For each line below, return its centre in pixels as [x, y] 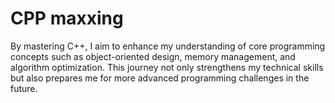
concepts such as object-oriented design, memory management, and [153, 56]
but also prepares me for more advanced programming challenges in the [160, 78]
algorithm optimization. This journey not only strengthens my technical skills [167, 67]
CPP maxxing [67, 18]
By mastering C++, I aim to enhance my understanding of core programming [168, 46]
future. [24, 88]
